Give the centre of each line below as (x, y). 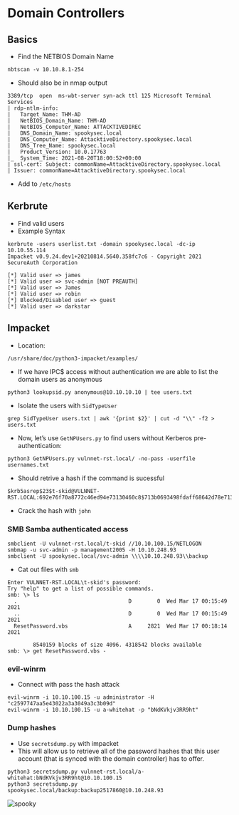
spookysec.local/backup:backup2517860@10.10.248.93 (85, 790)
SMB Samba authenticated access (68, 529)
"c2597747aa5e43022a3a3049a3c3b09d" (62, 704)
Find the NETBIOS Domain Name (65, 56)
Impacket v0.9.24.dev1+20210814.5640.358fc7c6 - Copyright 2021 (105, 256)
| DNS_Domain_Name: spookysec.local (65, 133)
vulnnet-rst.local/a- (112, 772)
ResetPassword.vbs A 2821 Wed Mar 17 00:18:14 (121, 626)
